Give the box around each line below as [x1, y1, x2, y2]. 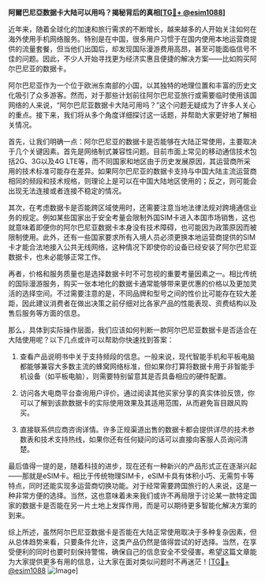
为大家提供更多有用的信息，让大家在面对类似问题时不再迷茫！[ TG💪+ [8, 557, 230, 566]
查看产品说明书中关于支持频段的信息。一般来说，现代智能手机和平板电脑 [19, 352, 255, 361]
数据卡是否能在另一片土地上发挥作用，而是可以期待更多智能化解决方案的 [21, 501, 257, 510]
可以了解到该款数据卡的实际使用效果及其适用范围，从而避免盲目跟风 [19, 398, 241, 407]
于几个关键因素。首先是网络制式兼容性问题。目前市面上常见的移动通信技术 [8, 147, 250, 156]
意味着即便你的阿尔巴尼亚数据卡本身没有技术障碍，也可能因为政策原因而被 [14, 222, 257, 232]
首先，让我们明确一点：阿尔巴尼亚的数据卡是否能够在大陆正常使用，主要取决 [8, 137, 257, 146]
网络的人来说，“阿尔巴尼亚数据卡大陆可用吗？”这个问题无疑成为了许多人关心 [8, 100, 256, 110]
